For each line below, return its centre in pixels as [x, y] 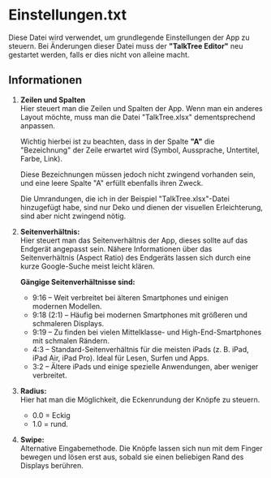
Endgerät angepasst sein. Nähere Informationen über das [116, 248]
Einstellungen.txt [68, 15]
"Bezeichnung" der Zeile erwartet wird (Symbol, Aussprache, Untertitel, [140, 150]
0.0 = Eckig [51, 415]
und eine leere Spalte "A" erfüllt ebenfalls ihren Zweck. [112, 183]
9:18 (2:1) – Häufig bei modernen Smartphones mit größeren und [140, 315]
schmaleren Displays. [68, 323]
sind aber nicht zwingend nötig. [73, 216]
